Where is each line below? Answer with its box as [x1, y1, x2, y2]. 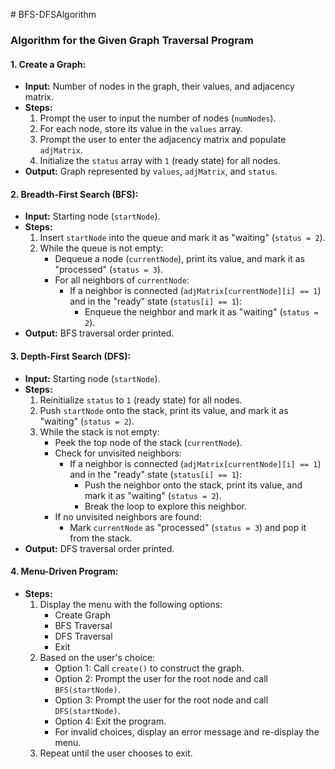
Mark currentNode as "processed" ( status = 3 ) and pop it [69, 521, 307, 533]
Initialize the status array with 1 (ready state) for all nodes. [39, 155, 281, 167]
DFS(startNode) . [54, 704, 121, 716]
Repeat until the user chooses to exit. [39, 747, 193, 759]
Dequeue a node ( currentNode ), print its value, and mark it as [54, 253, 305, 265]
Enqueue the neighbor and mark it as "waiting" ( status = [84, 306, 319, 318]
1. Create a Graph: [10, 58, 87, 70]
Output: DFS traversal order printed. [24, 542, 175, 554]
